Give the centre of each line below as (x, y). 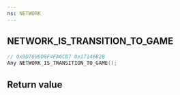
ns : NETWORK (24, 13)
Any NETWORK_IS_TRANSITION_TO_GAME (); (62, 63)
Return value (35, 84)
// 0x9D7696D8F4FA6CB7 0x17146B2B (56, 57)
